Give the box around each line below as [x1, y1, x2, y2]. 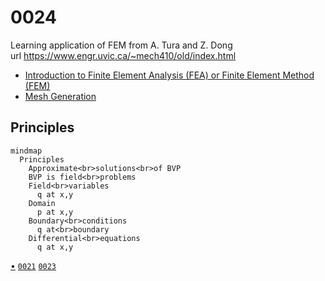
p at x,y [36, 207, 74, 217]
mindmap [10, 146, 43, 156]
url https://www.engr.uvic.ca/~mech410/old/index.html [10, 49, 237, 61]
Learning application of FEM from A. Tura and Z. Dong [10, 39, 233, 51]
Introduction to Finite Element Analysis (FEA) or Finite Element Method [24, 69, 315, 81]
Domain [28, 198, 56, 208]
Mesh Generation [24, 90, 97, 102]
